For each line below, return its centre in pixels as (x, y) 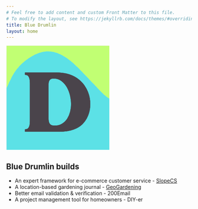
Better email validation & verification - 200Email (72, 193)
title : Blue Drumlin (32, 25)
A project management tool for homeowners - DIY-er (79, 200)
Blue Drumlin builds (43, 166)
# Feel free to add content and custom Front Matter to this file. (91, 12)
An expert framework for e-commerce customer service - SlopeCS (96, 181)
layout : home (22, 31)
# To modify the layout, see (42, 19)
